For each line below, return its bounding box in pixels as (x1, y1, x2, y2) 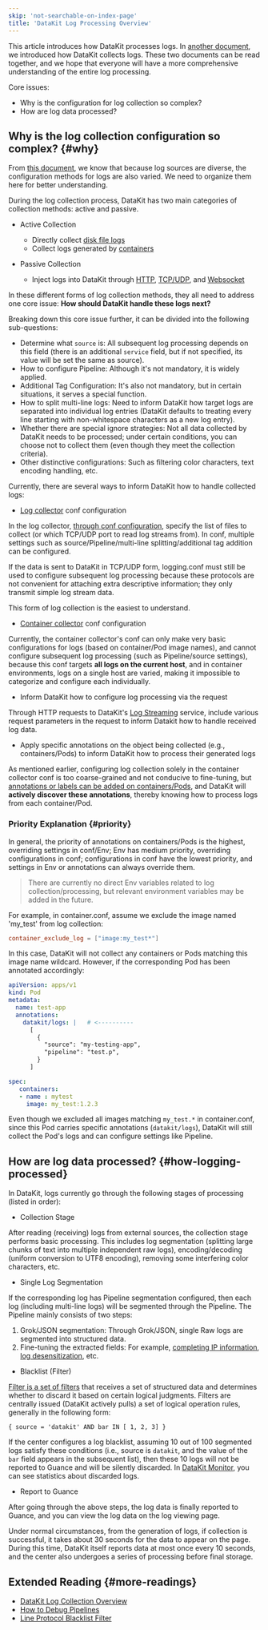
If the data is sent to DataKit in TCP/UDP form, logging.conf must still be (8, 562, 246, 572)
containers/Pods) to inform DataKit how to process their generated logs (19, 749, 256, 759)
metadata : (8, 996, 42, 1004)
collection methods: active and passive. (8, 204, 139, 214)
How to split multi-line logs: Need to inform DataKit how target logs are (19, 398, 254, 408)
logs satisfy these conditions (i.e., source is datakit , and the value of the (8, 1446, 248, 1455)
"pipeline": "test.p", (43, 1048, 120, 1056)
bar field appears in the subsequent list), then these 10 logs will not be (8, 1455, 240, 1464)
